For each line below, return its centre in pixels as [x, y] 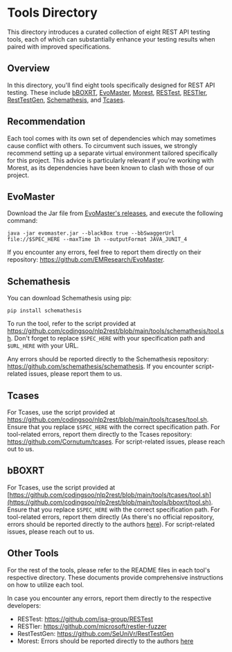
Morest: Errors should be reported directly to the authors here [105, 641]
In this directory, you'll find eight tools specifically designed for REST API [111, 85]
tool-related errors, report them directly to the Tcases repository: [100, 434]
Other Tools [33, 553]
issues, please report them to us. [75, 374]
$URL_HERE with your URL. [43, 346]
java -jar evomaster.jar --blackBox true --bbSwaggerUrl [91, 233]
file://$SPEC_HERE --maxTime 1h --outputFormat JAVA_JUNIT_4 [97, 239]
